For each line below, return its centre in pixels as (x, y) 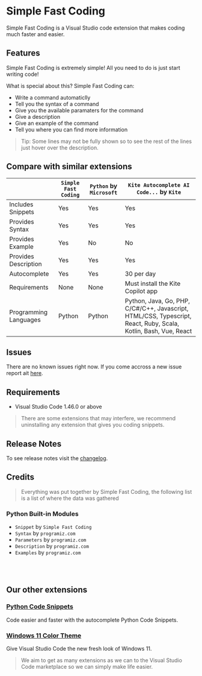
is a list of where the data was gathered (70, 498)
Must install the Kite (153, 283)
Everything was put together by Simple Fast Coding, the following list (106, 491)
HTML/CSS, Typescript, (158, 316)
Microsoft (103, 192)
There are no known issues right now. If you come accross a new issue (94, 367)
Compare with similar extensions (69, 167)
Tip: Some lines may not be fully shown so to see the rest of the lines (106, 141)
